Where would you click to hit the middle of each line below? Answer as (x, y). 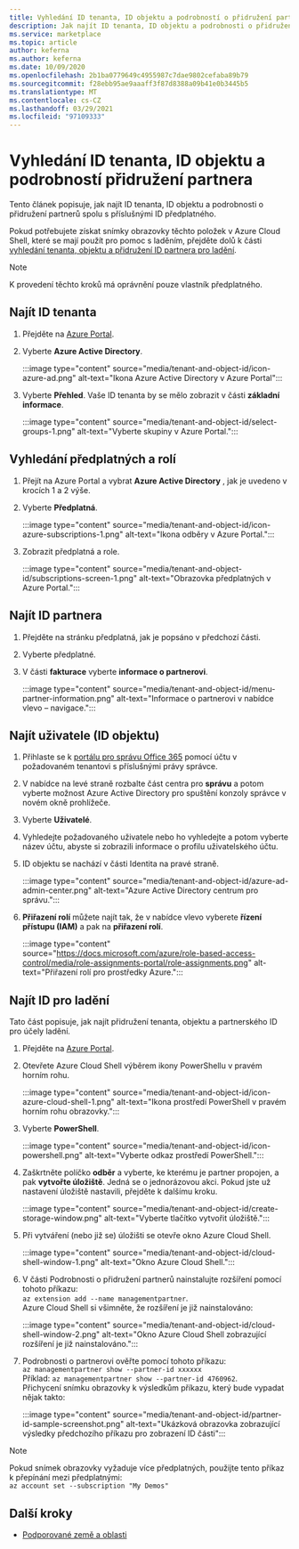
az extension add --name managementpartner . (105, 1298)
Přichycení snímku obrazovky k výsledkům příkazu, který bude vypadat (153, 1388)
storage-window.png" (62, 1218)
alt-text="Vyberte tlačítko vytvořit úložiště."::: (186, 1218)
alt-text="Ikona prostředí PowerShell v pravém (202, 1102)
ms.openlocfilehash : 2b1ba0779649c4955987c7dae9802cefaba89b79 (129, 76)
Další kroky (41, 1513)
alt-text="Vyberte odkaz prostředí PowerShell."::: (174, 1156)
